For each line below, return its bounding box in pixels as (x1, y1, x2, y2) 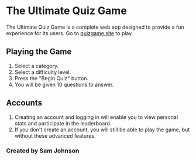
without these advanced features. (14, 132, 96, 139)
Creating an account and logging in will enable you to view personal (14, 113, 178, 121)
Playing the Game (6, 47, 72, 57)
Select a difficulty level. (14, 69, 71, 76)
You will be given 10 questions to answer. (14, 81, 114, 88)
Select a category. (14, 62, 59, 69)
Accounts (6, 98, 43, 108)
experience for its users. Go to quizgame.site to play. (6, 29, 133, 36)
